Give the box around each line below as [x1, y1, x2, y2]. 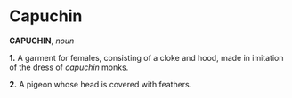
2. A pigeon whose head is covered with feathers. [9, 79, 192, 89]
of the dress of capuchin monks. [9, 62, 129, 72]
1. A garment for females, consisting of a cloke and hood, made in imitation [9, 52, 284, 63]
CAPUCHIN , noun [9, 35, 75, 46]
